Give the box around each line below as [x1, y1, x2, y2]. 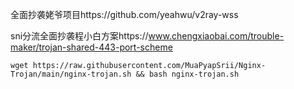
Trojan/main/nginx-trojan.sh [10, 69, 132, 79]
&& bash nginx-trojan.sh [135, 69, 240, 79]
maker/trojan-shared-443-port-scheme [10, 41, 173, 53]
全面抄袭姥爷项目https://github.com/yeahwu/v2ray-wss [10, 9, 239, 20]
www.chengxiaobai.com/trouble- [148, 30, 285, 42]
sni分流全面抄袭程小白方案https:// [10, 30, 149, 42]
